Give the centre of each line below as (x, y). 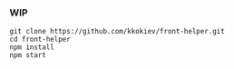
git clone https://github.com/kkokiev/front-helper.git (117, 32)
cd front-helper (40, 39)
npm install (32, 47)
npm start (28, 55)
